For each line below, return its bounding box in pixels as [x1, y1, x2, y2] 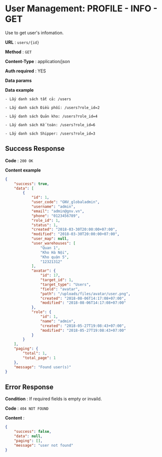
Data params [5, 77, 32, 83]
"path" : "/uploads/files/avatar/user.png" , [40, 291, 131, 296]
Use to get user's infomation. [5, 30, 64, 35]
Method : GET [5, 49, 32, 55]
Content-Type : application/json [5, 58, 70, 64]
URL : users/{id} [5, 39, 39, 45]
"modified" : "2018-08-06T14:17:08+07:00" [40, 300, 126, 306]
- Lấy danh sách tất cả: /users [5, 97, 71, 102]
